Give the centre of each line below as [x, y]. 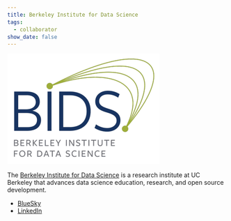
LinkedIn [30, 211]
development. [27, 190]
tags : [15, 22]
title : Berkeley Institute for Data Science [73, 15]
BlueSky [29, 204]
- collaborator [35, 29]
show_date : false [32, 37]
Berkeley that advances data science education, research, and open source [115, 183]
